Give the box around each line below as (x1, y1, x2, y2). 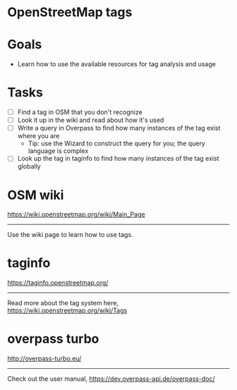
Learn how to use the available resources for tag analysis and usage (17, 60, 217, 68)
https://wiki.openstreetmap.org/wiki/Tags (7, 306, 128, 315)
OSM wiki (7, 187, 64, 203)
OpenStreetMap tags (7, 4, 133, 20)
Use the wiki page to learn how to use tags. (7, 231, 133, 239)
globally (17, 162, 41, 171)
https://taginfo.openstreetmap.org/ (7, 279, 109, 287)
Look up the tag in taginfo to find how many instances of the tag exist (17, 154, 219, 163)
